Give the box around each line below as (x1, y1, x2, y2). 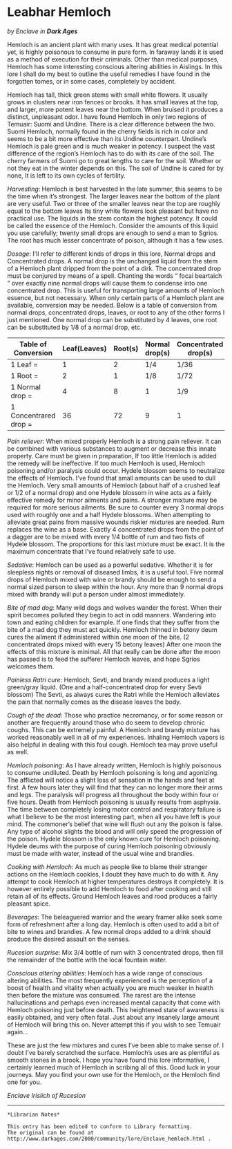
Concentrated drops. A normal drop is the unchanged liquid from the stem (7, 256, 218, 265)
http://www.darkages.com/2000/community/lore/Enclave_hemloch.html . (7, 1135, 212, 1142)
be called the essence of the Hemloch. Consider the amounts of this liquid (7, 221, 218, 230)
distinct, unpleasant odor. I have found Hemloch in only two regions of (7, 112, 207, 121)
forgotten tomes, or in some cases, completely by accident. (7, 77, 177, 85)
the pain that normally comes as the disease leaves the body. (7, 698, 182, 706)
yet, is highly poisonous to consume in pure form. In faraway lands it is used (7, 48, 224, 56)
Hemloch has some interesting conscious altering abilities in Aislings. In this (7, 62, 222, 71)
